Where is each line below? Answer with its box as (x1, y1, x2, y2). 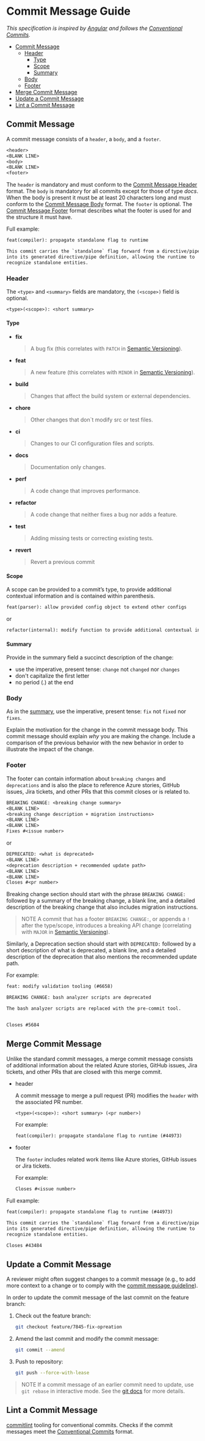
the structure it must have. (6, 213, 73, 221)
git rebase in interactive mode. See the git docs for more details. (21, 1387, 185, 1395)
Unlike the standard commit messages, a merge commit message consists (6, 1055, 193, 1062)
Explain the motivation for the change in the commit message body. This (6, 726, 188, 733)
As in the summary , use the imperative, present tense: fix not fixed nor (6, 708, 187, 715)
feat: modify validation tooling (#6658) (6, 984, 113, 990)
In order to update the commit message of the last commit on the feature (6, 1294, 189, 1301)
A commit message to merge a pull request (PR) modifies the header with (15, 1092, 198, 1099)
